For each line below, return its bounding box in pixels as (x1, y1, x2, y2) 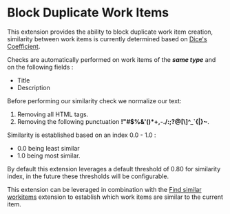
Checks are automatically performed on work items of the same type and (7, 55, 216, 63)
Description (17, 83, 50, 92)
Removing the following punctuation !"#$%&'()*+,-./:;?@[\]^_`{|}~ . (17, 117, 210, 125)
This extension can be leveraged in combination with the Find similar (7, 185, 202, 193)
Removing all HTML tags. (17, 110, 89, 118)
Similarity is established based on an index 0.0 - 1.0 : (7, 131, 156, 139)
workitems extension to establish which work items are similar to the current (7, 193, 224, 201)
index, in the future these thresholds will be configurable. (7, 172, 169, 180)
